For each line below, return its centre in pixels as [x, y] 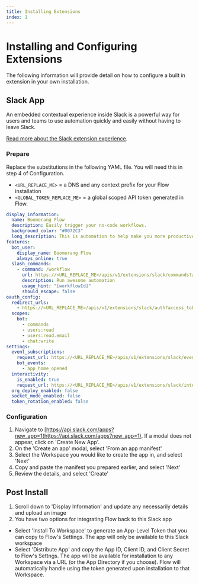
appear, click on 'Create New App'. [57, 442]
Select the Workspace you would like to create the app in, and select [98, 455]
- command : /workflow [43, 269]
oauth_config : [24, 297]
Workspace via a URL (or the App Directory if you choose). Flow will [97, 562]
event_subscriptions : [38, 352]
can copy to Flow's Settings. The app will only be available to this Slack [102, 537]
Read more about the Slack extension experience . [67, 139]
